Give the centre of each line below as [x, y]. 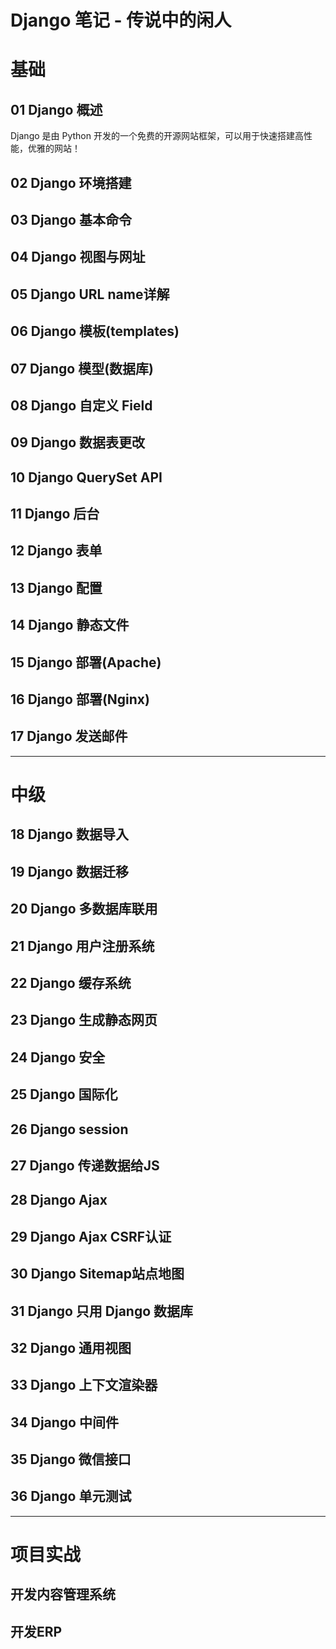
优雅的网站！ [54, 148]
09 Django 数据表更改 [78, 442]
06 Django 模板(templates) [95, 331]
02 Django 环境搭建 [71, 182]
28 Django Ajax [59, 1200]
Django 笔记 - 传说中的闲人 [121, 20]
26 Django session [69, 1129]
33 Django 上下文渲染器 [84, 1385]
